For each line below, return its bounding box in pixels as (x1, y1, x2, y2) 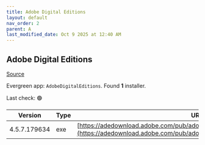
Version (18, 111, 41, 119)
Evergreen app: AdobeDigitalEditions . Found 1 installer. (6, 82, 146, 89)
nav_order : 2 (6, 20, 40, 26)
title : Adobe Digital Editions (6, 9, 86, 15)
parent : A (6, 26, 32, 32)
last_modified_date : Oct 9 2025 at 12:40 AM (6, 32, 121, 38)
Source (6, 70, 24, 77)
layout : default (6, 15, 48, 21)
